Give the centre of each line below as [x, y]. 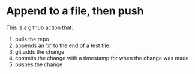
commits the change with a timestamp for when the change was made [102, 58]
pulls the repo [32, 39]
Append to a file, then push [75, 11]
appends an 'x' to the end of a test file [62, 45]
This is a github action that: [40, 27]
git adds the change [40, 51]
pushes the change [39, 64]
